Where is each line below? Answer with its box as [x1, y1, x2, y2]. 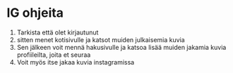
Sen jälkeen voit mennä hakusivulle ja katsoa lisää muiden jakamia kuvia [16, 43, 227, 51]
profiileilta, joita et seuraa [16, 51, 91, 59]
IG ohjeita [6, 5, 64, 21]
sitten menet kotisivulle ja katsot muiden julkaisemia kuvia [16, 35, 185, 44]
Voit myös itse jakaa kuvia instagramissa [16, 58, 135, 66]
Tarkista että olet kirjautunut [16, 28, 99, 36]
